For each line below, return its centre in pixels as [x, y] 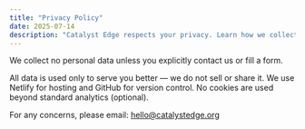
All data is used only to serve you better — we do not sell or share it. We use [152, 78]
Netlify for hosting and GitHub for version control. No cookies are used [142, 88]
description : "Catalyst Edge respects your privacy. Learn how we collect [154, 35]
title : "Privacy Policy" [56, 18]
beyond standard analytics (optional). [79, 97]
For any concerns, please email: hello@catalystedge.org [114, 115]
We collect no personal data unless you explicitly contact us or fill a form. [146, 61]
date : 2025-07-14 [42, 26]
